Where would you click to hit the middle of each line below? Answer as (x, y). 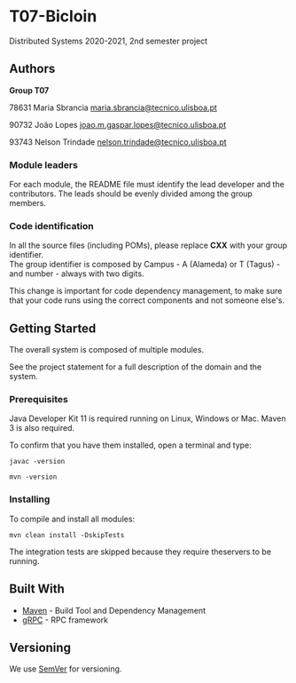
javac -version (37, 462)
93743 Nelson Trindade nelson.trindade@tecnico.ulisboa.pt (118, 142)
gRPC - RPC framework (65, 620)
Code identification (52, 226)
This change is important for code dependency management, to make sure (146, 291)
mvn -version (33, 477)
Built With (37, 589)
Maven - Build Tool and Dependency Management (114, 610)
